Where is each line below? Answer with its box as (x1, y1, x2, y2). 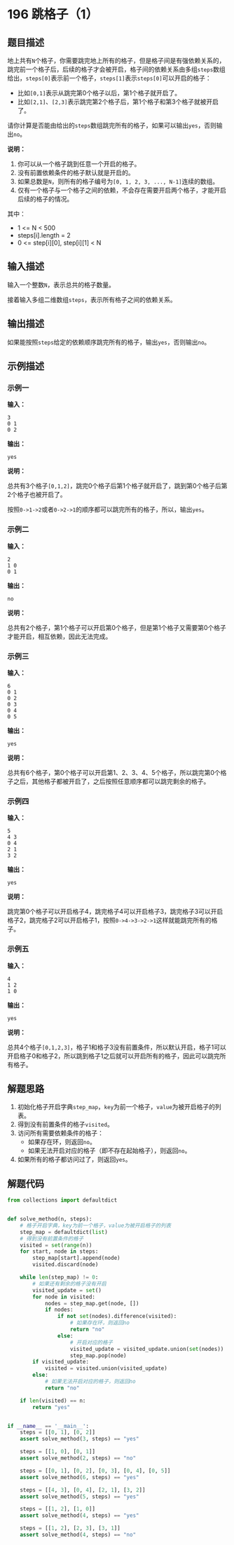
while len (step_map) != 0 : (20, 1274, 99, 1281)
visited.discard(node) (32, 1261, 99, 1268)
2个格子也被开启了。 (7, 490, 67, 499)
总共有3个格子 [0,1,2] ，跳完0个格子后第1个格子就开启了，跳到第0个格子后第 (7, 481, 228, 490)
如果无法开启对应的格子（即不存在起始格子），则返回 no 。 (27, 1146, 191, 1155)
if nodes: (44, 1306, 74, 1314)
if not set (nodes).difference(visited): (57, 1313, 177, 1320)
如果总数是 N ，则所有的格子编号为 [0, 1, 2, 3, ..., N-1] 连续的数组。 (17, 177, 219, 186)
